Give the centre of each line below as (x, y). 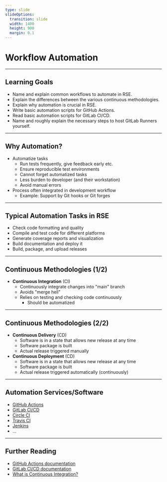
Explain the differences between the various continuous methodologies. (86, 99)
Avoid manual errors (40, 185)
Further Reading (31, 451)
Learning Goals (29, 82)
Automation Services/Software (54, 392)
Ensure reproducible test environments (59, 169)
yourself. (21, 126)
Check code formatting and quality (48, 228)
